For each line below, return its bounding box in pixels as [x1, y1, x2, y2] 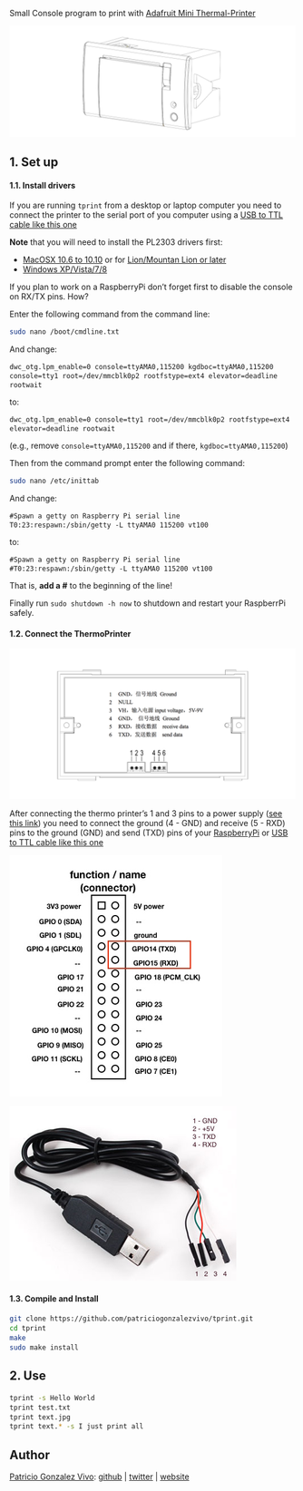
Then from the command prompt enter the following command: [9, 458, 245, 469]
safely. [9, 608, 34, 619]
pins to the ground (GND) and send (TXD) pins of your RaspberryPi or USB [9, 827, 288, 838]
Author [9, 1447, 50, 1463]
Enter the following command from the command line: [9, 308, 210, 320]
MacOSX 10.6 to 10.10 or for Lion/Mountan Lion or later [22, 254, 227, 266]
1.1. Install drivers [9, 180, 76, 190]
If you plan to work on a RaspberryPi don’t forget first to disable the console [9, 281, 293, 293]
